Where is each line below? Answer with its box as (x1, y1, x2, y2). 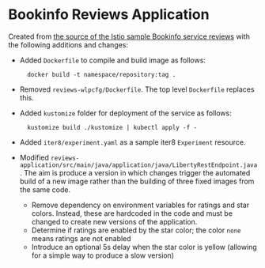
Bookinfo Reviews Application (8, 6, 210, 24)
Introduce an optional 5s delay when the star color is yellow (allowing (31, 242, 257, 251)
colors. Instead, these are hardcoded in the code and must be (31, 208, 233, 218)
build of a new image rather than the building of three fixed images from (19, 176, 255, 186)
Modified (19, 153, 50, 162)
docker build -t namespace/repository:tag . (27, 70, 176, 78)
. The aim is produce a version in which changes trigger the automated (19, 168, 251, 177)
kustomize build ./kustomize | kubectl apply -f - (27, 123, 198, 131)
